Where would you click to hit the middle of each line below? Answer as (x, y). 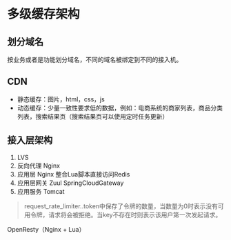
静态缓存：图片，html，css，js (61, 99)
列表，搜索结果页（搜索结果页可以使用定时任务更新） (93, 116)
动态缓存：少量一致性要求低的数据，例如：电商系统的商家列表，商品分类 (120, 108)
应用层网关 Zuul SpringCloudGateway (70, 183)
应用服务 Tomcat (41, 191)
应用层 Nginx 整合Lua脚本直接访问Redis (73, 174)
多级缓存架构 (44, 14)
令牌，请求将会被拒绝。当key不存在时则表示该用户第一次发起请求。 (126, 214)
